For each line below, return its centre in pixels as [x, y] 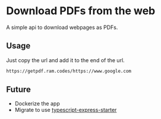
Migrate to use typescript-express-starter [66, 110]
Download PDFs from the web [81, 11]
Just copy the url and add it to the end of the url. [65, 60]
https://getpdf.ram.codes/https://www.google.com [69, 71]
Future [19, 90]
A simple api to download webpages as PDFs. [62, 27]
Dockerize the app [37, 104]
